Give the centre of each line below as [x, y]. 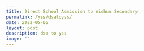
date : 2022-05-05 [27, 22]
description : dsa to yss [36, 33]
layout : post [22, 28]
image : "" [18, 39]
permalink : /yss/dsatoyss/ [39, 17]
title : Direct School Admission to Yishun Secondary [72, 11]
